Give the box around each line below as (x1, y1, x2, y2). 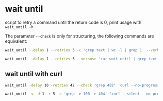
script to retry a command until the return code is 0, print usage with (5, 19, 142, 25)
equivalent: (5, 38, 28, 44)
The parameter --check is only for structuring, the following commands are (5, 33, 154, 39)
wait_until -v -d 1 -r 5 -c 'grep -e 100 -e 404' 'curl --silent (5, 91, 140, 97)
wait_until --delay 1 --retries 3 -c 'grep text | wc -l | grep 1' (5, 48, 145, 52)
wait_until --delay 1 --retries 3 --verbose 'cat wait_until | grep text (5, 56, 158, 61)
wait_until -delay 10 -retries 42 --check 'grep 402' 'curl (5, 83, 130, 88)
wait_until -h (5, 24, 34, 30)
